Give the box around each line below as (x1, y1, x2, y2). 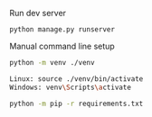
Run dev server (9, 8, 66, 18)
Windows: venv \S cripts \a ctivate (9, 83, 131, 92)
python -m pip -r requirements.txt (9, 99, 144, 108)
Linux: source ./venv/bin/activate (9, 74, 144, 84)
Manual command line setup (9, 40, 115, 51)
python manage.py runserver (9, 25, 116, 34)
